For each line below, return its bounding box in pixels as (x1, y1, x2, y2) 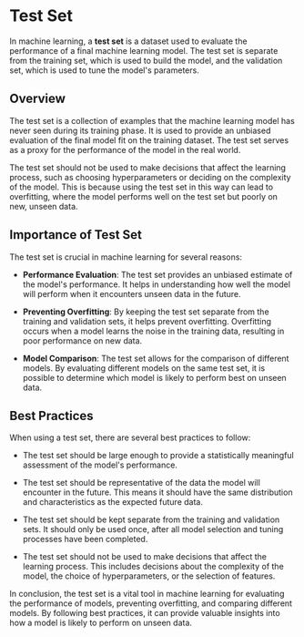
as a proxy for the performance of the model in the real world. (9, 144, 241, 155)
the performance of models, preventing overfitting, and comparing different (9, 598, 293, 609)
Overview (9, 91, 66, 107)
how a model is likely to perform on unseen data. (9, 617, 193, 629)
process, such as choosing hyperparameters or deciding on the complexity (9, 171, 291, 182)
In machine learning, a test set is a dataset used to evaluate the (9, 36, 248, 46)
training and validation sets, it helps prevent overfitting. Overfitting (22, 315, 271, 326)
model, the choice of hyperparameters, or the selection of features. (22, 570, 276, 581)
